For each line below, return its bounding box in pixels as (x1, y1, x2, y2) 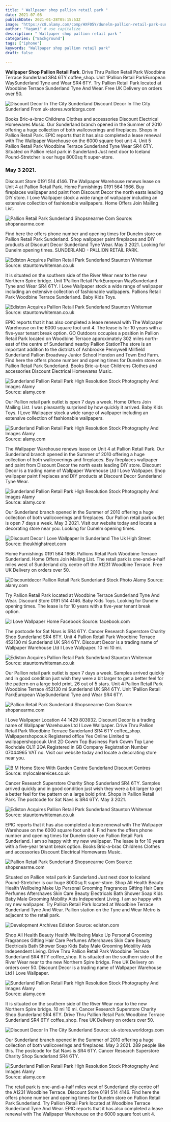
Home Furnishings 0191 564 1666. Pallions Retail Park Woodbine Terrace (5, 550, 157, 556)
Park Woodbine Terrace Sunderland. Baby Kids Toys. (5, 294, 117, 300)
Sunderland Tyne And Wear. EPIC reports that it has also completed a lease (5, 1105, 163, 1111)
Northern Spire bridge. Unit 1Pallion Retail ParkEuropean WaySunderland (5, 277, 158, 284)
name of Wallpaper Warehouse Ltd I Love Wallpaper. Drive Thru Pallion (5, 722, 154, 728)
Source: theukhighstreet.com (5, 541, 66, 547)
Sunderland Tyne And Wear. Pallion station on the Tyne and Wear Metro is (5, 906, 160, 913)
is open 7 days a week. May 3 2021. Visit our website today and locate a (5, 520, 156, 526)
